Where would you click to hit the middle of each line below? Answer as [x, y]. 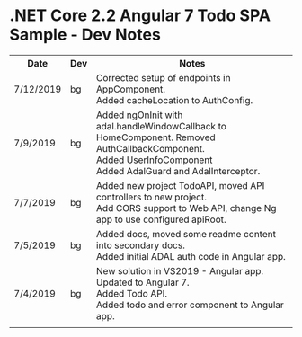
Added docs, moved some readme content [186, 234]
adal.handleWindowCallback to [161, 126]
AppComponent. [131, 89]
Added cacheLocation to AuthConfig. [174, 100]
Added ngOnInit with [139, 115]
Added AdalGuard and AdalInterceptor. [178, 171]
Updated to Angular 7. [143, 282]
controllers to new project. [151, 197]
